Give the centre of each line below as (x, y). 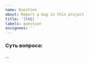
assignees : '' (20, 28)
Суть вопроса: (24, 46)
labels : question (23, 24)
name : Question (21, 10)
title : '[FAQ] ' (22, 19)
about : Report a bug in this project (45, 14)
